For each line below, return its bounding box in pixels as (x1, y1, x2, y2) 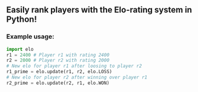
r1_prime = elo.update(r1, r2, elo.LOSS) (6, 69, 113, 75)
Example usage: (6, 33, 54, 41)
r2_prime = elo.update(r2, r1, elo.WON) (6, 80, 110, 86)
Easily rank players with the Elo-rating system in (6, 5, 193, 15)
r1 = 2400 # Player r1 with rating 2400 (6, 51, 110, 58)
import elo (6, 46, 34, 52)
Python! (6, 15, 38, 25)
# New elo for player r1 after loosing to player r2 (6, 63, 142, 69)
